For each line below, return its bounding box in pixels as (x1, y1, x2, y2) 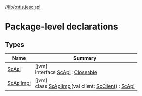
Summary (73, 55, 97, 61)
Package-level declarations (5, 21, 118, 32)
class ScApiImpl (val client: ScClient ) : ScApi (35, 83, 135, 89)
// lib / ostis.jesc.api (5, 4, 41, 10)
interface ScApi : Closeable (35, 69, 97, 76)
